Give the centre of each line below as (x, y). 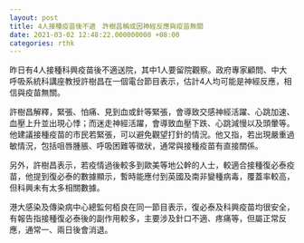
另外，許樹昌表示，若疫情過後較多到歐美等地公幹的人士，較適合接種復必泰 (148, 165)
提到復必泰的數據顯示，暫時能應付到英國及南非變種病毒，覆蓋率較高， (164, 177)
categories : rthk (42, 43)
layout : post (34, 18)
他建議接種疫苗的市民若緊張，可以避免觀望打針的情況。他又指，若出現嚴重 (148, 135)
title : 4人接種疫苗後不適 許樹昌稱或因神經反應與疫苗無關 (106, 26)
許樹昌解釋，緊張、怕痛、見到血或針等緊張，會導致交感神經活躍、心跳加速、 (152, 112)
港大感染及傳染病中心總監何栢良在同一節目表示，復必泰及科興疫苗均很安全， (152, 207)
